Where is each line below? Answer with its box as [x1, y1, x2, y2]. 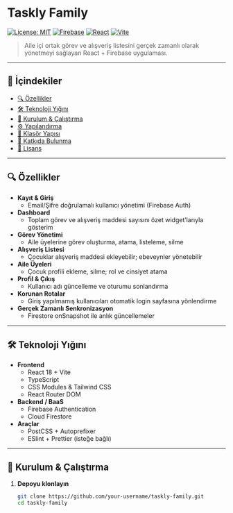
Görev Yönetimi [17, 230, 63, 239]
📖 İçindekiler [7, 75, 62, 87]
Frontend [17, 361, 45, 369]
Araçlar [17, 420, 40, 428]
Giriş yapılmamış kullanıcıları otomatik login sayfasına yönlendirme [27, 296, 217, 305]
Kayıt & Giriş [17, 193, 54, 202]
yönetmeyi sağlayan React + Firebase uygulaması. [24, 49, 168, 57]
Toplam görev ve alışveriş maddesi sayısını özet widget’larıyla [27, 215, 204, 224]
